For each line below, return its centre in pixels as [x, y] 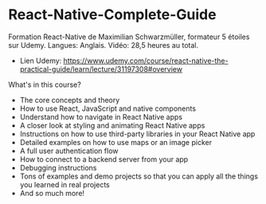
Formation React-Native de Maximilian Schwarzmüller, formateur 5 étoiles [129, 37]
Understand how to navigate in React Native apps [101, 116]
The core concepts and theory [70, 100]
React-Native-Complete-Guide [112, 15]
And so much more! [52, 193]
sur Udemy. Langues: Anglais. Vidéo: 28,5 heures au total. [104, 45]
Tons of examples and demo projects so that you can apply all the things [139, 176]
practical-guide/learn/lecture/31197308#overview [101, 69]
